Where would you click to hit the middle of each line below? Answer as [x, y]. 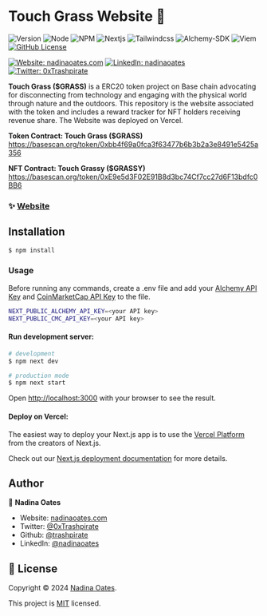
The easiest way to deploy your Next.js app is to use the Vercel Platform [127, 434]
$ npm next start [37, 383]
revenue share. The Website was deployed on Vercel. [96, 120]
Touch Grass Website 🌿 [87, 16]
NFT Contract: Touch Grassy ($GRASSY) [77, 168]
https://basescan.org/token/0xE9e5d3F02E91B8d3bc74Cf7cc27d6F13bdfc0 [133, 177]
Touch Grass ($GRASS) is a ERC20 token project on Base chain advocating [132, 86]
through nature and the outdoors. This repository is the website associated [131, 103]
